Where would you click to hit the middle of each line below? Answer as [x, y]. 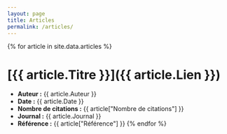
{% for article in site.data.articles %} [60, 47]
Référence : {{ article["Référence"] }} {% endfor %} [92, 124]
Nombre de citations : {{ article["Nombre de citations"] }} [101, 109]
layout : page [26, 14]
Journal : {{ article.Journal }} [59, 117]
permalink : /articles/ [40, 27]
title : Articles [31, 20]
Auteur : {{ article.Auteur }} [57, 94]
